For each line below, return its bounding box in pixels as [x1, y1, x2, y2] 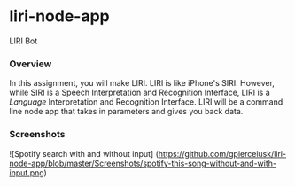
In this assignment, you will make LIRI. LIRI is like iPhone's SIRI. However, [9, 78, 275, 89]
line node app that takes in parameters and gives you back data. [9, 106, 244, 117]
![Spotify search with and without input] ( [9, 148, 159, 159]
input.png [9, 167, 44, 178]
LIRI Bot [9, 35, 38, 46]
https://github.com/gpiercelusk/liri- [158, 148, 286, 159]
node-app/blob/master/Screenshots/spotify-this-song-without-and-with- [9, 158, 277, 168]
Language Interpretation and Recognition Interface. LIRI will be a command [9, 97, 283, 107]
